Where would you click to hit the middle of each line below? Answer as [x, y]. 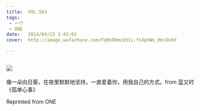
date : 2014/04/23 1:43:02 [42, 35]
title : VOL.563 [27, 12]
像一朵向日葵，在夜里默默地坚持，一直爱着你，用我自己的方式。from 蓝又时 [100, 82]
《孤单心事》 [22, 89]
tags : [13, 18]
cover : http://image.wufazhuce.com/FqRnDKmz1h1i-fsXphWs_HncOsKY [92, 40]
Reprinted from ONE [31, 101]
